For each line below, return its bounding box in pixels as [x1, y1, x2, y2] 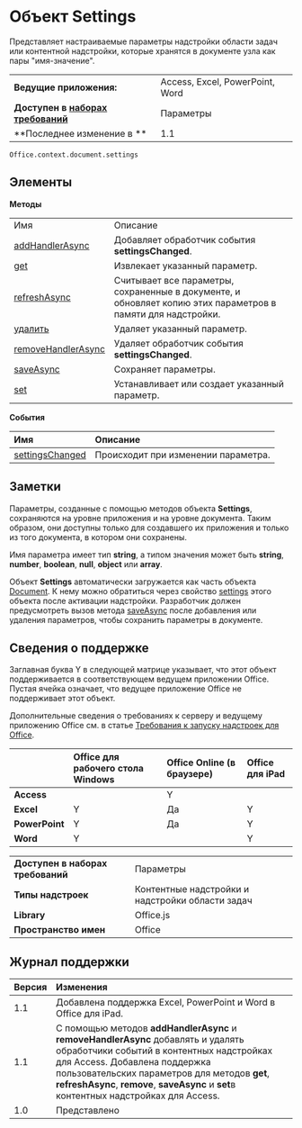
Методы [9, 198, 42, 209]
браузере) [165, 768, 213, 781]
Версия [13, 981, 48, 994]
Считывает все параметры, [113, 274, 235, 286]
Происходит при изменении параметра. [94, 448, 271, 461]
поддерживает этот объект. [9, 693, 116, 704]
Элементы [9, 175, 73, 190]
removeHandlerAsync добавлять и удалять [55, 1033, 244, 1046]
